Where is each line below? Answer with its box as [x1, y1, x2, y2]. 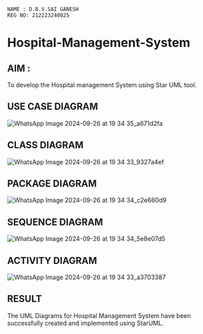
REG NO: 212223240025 [7, 12, 70, 19]
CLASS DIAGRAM [7, 139, 84, 151]
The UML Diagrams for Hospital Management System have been [7, 311, 191, 319]
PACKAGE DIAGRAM [7, 178, 97, 190]
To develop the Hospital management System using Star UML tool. [7, 81, 197, 89]
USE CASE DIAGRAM [7, 100, 98, 113]
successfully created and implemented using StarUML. [7, 319, 164, 327]
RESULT [7, 293, 42, 305]
